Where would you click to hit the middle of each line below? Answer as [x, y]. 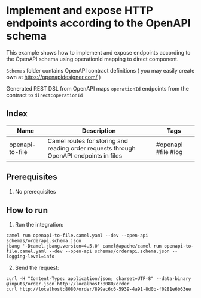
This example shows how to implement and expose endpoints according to [98, 52]
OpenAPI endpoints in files [85, 155]
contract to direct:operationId [45, 95]
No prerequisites [35, 191]
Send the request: [37, 268]
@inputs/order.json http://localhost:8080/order [68, 284]
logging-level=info [31, 257]
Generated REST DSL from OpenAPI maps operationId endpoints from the [98, 88]
